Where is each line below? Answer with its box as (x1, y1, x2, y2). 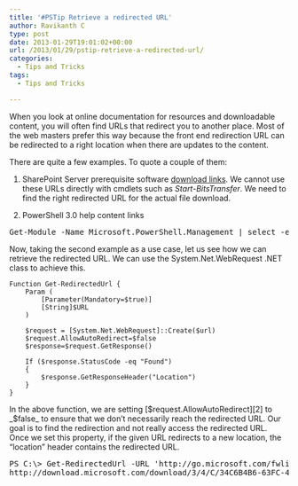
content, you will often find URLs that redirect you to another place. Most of (9, 121, 286, 131)
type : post (9, 29, 50, 38)
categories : (9, 54, 53, 63)
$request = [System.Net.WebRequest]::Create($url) (25, 325, 216, 335)
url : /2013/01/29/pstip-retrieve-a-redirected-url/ (9, 46, 204, 55)
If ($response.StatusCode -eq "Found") (25, 357, 173, 366)
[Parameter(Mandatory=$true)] (41, 294, 153, 304)
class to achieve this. (9, 263, 86, 273)
